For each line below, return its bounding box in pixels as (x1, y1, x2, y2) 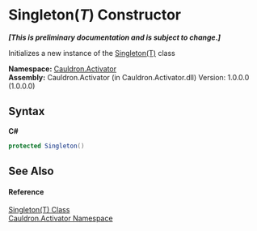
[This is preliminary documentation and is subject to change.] (8, 32, 221, 42)
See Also (8, 165, 54, 178)
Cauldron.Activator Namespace (8, 213, 113, 224)
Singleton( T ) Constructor (8, 6, 182, 24)
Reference (8, 186, 44, 196)
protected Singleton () (8, 142, 85, 150)
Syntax (8, 105, 45, 118)
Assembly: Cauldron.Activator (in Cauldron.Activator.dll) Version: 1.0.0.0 (8, 72, 250, 82)
